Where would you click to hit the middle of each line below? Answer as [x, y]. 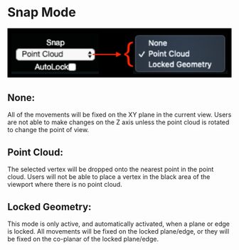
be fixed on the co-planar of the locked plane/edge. [83, 239]
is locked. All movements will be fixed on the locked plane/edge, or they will [118, 231]
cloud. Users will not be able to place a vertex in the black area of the [109, 177]
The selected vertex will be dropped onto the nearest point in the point [111, 169]
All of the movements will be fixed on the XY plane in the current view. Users [119, 115]
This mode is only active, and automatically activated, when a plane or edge [118, 224]
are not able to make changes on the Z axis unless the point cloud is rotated [118, 122]
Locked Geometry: [49, 207]
